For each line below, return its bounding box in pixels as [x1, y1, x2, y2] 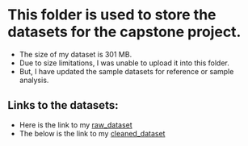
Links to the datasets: [7, 98, 119, 112]
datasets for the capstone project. [7, 23, 242, 41]
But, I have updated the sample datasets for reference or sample [19, 66, 234, 76]
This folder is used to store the [7, 6, 216, 24]
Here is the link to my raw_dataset [19, 119, 132, 130]
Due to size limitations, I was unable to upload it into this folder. [19, 58, 229, 68]
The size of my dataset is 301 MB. [19, 49, 132, 59]
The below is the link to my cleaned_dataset [19, 128, 166, 138]
